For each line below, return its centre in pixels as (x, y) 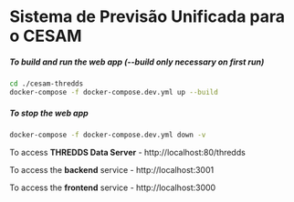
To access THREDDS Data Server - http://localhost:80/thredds (128, 152)
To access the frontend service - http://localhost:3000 (113, 187)
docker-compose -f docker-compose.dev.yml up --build (114, 93)
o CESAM (46, 36)
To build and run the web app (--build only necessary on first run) (137, 62)
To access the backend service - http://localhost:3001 (112, 169)
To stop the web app (49, 113)
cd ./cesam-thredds (47, 84)
